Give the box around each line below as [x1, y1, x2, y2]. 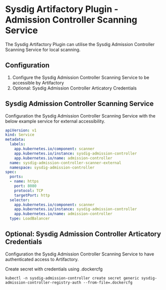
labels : [9, 141, 26, 147]
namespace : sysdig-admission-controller [9, 165, 95, 170]
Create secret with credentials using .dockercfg [5, 266, 103, 272]
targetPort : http [14, 192, 50, 198]
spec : [5, 169, 16, 174]
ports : [9, 174, 23, 179]
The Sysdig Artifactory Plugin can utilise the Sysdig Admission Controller [5, 41, 155, 47]
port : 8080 [14, 183, 37, 188]
